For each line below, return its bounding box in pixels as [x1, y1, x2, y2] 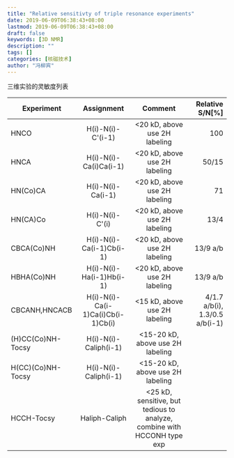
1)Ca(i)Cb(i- [82, 310, 125, 319]
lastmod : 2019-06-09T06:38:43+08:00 [7, 23, 114, 30]
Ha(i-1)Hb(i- [81, 272, 125, 282]
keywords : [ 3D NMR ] [7, 36, 64, 43]
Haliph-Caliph [79, 413, 127, 422]
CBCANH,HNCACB [10, 305, 72, 314]
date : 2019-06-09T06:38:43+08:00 [7, 17, 104, 24]
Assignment [82, 103, 124, 113]
